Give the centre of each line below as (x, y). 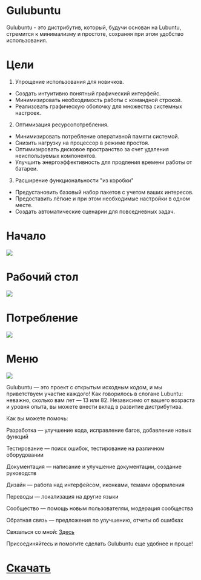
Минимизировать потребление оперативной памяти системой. (97, 136)
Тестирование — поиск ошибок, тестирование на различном (85, 448)
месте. (24, 205)
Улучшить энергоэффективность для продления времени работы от (104, 162)
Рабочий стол (42, 277)
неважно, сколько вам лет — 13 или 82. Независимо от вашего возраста (100, 400)
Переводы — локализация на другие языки (63, 496)
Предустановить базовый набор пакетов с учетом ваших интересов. (104, 192)
